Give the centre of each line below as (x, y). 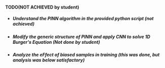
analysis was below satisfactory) (49, 60)
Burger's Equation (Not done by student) (56, 42)
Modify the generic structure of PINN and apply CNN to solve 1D (81, 37)
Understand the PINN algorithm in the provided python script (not (83, 19)
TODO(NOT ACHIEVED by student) (42, 7)
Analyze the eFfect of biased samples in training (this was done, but (86, 54)
